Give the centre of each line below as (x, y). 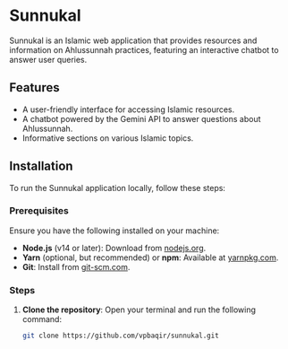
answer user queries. (48, 59)
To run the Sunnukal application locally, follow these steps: (118, 188)
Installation (41, 166)
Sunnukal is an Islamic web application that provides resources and (133, 40)
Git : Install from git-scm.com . (76, 266)
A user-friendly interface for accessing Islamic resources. (128, 109)
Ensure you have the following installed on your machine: (114, 231)
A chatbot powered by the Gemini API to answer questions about (141, 118)
